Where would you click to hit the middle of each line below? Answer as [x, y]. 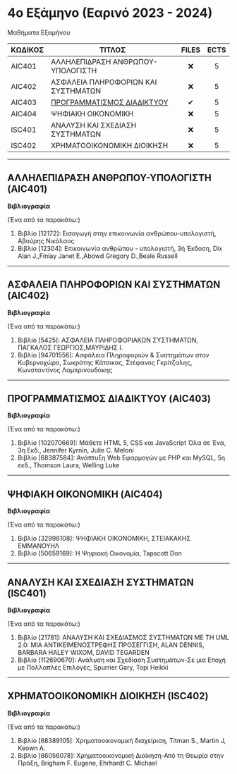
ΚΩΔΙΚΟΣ [28, 49]
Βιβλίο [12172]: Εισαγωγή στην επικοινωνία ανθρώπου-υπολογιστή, [117, 233]
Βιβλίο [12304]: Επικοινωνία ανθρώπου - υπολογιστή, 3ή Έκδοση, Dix [120, 248]
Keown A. [31, 748]
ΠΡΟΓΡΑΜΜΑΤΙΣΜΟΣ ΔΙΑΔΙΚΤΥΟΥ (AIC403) [109, 399]
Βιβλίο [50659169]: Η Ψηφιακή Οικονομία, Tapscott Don [99, 553]
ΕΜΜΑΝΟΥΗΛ [38, 546]
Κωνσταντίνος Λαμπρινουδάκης [65, 370]
